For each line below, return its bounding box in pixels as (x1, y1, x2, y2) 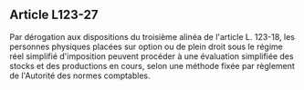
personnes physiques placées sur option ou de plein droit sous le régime (9, 41, 283, 52)
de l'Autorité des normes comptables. (9, 70, 151, 81)
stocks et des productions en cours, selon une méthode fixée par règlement (9, 60, 295, 71)
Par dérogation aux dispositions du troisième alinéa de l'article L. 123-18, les (9, 31, 295, 42)
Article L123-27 (9, 7, 99, 23)
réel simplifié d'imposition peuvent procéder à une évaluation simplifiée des (9, 50, 294, 62)
